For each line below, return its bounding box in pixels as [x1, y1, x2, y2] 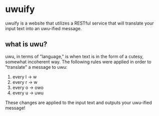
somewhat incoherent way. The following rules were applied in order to [5, 59, 151, 65]
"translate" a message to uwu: [5, 64, 67, 70]
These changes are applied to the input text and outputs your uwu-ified [5, 99, 152, 105]
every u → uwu [12, 89, 44, 96]
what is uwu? [5, 40, 47, 49]
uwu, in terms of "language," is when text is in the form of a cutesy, [5, 53, 144, 59]
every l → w [12, 74, 37, 80]
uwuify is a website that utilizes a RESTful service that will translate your [5, 20, 154, 26]
